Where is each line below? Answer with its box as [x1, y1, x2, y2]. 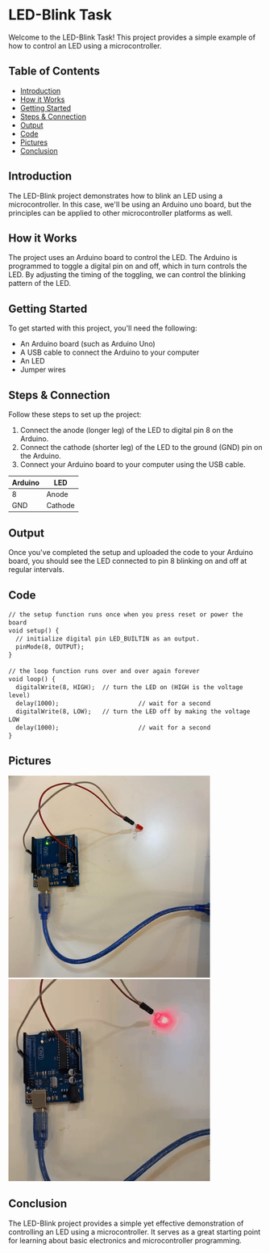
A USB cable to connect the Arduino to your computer [19, 347, 200, 357]
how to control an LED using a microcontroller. [8, 40, 162, 50]
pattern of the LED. [8, 279, 71, 288]
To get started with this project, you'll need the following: [8, 323, 197, 333]
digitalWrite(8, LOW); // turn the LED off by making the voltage [15, 708, 251, 716]
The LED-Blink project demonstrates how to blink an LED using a [8, 191, 223, 200]
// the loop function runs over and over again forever [8, 667, 200, 675]
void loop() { [8, 675, 56, 683]
